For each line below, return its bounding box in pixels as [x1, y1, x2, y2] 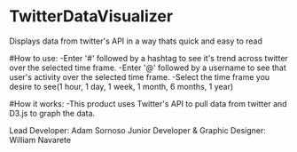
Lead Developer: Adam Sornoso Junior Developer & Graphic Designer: [9, 124, 266, 135]
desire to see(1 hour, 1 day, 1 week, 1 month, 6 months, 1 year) [9, 81, 234, 92]
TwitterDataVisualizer [9, 6, 174, 27]
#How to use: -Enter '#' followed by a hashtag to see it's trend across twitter [9, 52, 288, 63]
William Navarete [9, 134, 72, 145]
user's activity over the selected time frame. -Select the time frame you [9, 71, 270, 82]
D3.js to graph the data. [9, 108, 96, 118]
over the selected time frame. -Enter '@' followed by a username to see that [9, 62, 286, 73]
